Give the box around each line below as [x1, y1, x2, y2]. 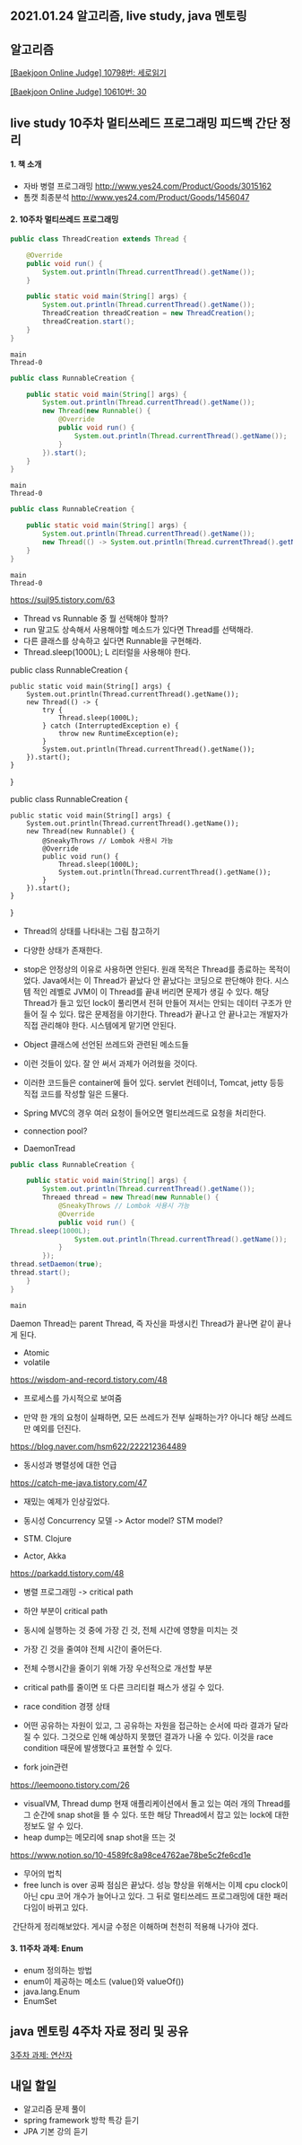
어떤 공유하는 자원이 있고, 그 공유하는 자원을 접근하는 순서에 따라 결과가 [22, 1719, 272, 1731]
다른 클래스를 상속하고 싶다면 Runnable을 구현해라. [22, 635, 203, 646]
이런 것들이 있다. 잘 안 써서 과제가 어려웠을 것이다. [22, 1058, 198, 1069]
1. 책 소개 [10, 159, 42, 170]
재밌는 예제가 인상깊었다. [22, 1496, 110, 1506]
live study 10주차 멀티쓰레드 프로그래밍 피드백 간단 [10, 115, 278, 130]
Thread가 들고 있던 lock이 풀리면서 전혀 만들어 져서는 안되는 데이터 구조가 [22, 997, 283, 1008]
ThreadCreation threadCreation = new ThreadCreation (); [42, 309, 255, 318]
